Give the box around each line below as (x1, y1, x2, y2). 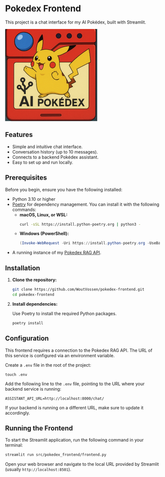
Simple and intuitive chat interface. (12, 143, 83, 150)
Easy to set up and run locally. (12, 159, 74, 165)
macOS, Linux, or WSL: (19, 212, 68, 217)
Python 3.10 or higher (12, 196, 55, 202)
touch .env (5, 372, 27, 377)
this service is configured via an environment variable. (5, 352, 115, 358)
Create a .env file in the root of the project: (5, 362, 91, 368)
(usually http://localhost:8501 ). (5, 467, 72, 473)
